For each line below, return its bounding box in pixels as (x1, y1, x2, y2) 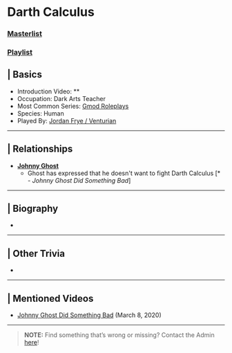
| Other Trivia (7, 247, 66, 260)
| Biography (7, 203, 59, 215)
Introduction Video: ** (17, 87, 80, 96)
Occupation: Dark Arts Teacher (17, 94, 106, 102)
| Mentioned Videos (7, 292, 94, 305)
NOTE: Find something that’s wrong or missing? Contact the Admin (23, 331, 215, 339)
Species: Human (17, 109, 64, 118)
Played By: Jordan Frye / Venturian (17, 116, 117, 125)
